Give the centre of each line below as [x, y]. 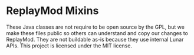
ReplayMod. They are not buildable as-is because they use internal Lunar [95, 39]
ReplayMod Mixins [52, 11]
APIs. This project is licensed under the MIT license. [69, 46]
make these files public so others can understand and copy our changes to [97, 33]
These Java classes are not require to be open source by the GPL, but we [95, 27]
